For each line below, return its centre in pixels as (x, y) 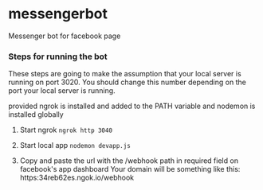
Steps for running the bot (58, 56)
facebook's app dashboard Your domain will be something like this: (130, 169)
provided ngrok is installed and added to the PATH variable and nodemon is (132, 106)
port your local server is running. (62, 91)
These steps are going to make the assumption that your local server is (125, 74)
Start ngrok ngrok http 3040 (66, 130)
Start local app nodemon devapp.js (75, 145)
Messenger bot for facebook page (65, 36)
